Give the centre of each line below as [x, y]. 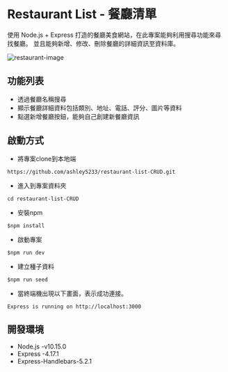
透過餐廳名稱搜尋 [42, 99]
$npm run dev [26, 252]
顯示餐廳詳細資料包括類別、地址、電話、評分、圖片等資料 [99, 108]
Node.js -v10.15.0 [42, 347]
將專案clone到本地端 [47, 159]
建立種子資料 [35, 266]
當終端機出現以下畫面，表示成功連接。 [72, 293]
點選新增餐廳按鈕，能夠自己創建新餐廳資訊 [78, 116]
